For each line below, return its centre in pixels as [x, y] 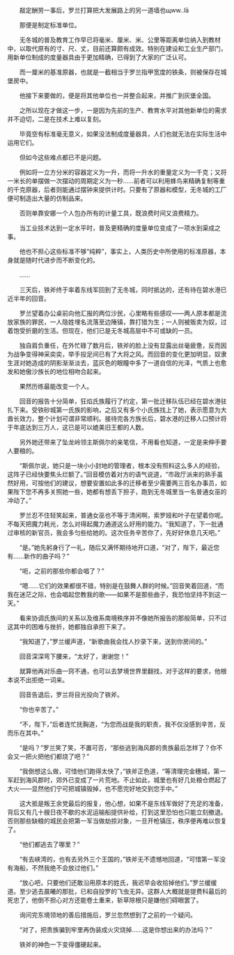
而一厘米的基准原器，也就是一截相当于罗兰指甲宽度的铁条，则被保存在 [120, 72]
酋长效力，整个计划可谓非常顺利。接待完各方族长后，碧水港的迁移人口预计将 [117, 419]
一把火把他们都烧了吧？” [54, 756]
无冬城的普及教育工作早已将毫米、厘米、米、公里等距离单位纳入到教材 [120, 40]
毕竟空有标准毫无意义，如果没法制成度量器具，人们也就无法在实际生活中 [123, 134]
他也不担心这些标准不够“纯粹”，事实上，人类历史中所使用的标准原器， [120, 251]
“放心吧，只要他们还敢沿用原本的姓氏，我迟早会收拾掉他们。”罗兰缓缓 [118, 883]
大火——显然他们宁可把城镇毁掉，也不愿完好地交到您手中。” [93, 789]
